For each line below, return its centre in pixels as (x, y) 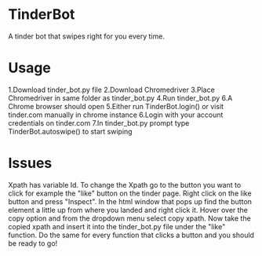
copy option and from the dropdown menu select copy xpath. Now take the (129, 218)
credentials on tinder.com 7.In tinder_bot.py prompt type (99, 123)
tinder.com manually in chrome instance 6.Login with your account (116, 115)
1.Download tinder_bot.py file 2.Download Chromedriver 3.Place (112, 90)
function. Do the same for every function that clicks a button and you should (131, 235)
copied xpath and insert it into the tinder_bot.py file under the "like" (117, 226)
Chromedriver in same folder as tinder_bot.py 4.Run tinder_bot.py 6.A (120, 98)
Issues (30, 163)
